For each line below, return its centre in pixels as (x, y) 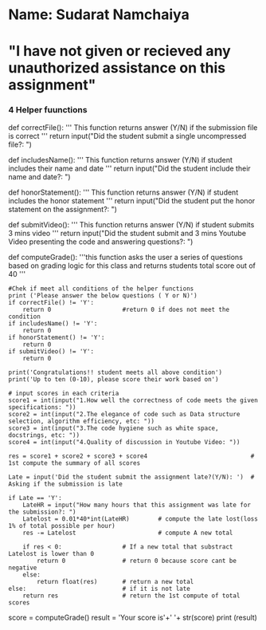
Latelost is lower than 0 (51, 553)
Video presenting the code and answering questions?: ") (101, 242)
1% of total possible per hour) (62, 526)
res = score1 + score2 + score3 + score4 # (131, 456)
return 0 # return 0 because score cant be (137, 561)
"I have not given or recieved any (119, 51)
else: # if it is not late (100, 589)
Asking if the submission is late (66, 484)
